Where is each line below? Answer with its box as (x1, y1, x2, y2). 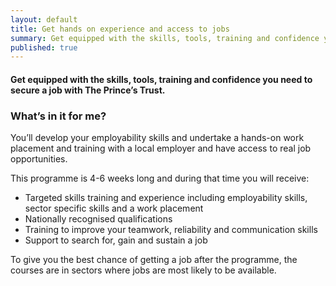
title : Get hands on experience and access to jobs (10, 24, 230, 34)
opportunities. (10, 153, 68, 165)
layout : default (10, 14, 78, 25)
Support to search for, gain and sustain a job (24, 234, 208, 246)
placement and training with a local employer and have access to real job (10, 142, 312, 155)
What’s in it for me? (10, 109, 107, 123)
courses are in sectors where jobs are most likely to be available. (10, 264, 277, 276)
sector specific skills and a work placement (24, 202, 204, 215)
